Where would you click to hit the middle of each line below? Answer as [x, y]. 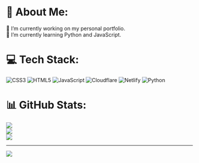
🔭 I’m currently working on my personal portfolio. [66, 28]
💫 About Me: [37, 12]
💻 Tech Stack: [43, 60]
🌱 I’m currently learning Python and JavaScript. [64, 34]
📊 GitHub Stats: [46, 105]
